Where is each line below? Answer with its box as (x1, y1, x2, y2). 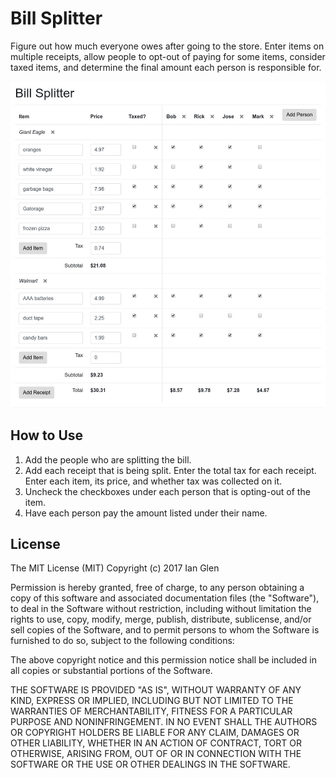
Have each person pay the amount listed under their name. (24, 507, 268, 519)
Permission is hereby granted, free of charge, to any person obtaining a (10, 582, 305, 594)
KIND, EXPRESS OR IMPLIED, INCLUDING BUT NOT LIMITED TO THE (10, 695, 294, 707)
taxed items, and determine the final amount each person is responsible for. (10, 61, 322, 73)
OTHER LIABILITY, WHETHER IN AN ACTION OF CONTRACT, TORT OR (10, 737, 302, 749)
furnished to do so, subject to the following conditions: (10, 635, 235, 647)
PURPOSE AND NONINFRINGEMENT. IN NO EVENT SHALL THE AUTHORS (10, 716, 318, 728)
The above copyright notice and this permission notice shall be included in (10, 654, 317, 666)
